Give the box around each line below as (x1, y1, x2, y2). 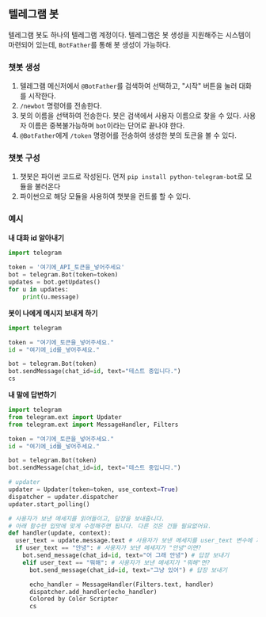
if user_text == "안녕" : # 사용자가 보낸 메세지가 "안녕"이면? (15, 544, 202, 552)
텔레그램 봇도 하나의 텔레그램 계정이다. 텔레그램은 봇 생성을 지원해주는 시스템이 (8, 30, 252, 40)
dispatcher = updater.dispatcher (8, 493, 119, 501)
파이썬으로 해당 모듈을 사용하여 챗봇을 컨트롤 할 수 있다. (19, 192, 192, 201)
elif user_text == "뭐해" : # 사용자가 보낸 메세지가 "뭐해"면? (22, 558, 211, 566)
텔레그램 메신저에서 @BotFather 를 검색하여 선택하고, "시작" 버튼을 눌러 (19, 82, 237, 91)
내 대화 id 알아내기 (8, 233, 65, 242)
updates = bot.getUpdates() (8, 278, 101, 287)
